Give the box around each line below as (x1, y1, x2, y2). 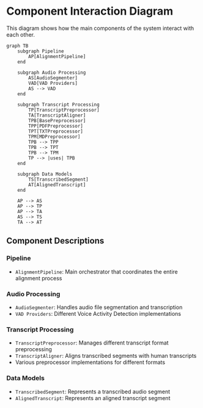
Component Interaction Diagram (6, 4, 174, 18)
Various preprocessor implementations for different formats (15, 359, 166, 366)
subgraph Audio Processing (17, 69, 86, 76)
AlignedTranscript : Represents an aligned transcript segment (15, 394, 171, 401)
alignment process (15, 274, 62, 282)
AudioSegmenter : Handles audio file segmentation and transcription (15, 304, 183, 311)
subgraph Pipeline (17, 48, 64, 54)
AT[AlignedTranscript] (28, 181, 86, 188)
